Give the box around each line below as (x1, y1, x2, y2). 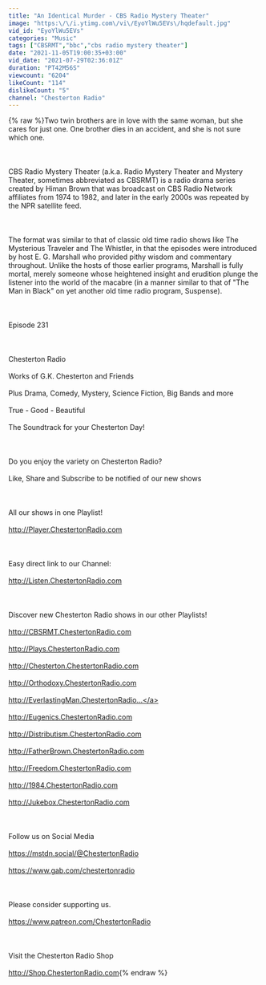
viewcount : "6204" (8, 71, 70, 79)
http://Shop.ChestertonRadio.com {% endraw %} (8, 968, 168, 978)
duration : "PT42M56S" (8, 64, 81, 72)
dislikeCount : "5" (8, 86, 70, 95)
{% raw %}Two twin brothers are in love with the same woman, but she (8, 116, 244, 125)
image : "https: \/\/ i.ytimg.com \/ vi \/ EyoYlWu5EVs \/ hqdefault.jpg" (8, 19, 231, 27)
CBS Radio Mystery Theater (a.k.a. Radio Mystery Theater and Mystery (8, 167, 243, 176)
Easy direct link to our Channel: (8, 559, 111, 569)
